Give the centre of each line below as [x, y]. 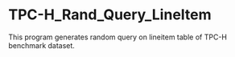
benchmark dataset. [41, 45]
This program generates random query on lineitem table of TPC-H [118, 37]
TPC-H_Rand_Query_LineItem [110, 15]
